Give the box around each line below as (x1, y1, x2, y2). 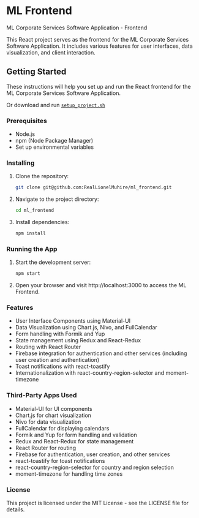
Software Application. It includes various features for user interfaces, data (6, 42, 193, 50)
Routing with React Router (15, 343, 81, 351)
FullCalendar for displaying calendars (15, 424, 110, 432)
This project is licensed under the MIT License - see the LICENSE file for (6, 500, 189, 507)
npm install (15, 230, 46, 236)
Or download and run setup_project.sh (6, 101, 105, 108)
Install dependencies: (15, 219, 70, 226)
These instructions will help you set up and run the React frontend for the (6, 83, 191, 90)
